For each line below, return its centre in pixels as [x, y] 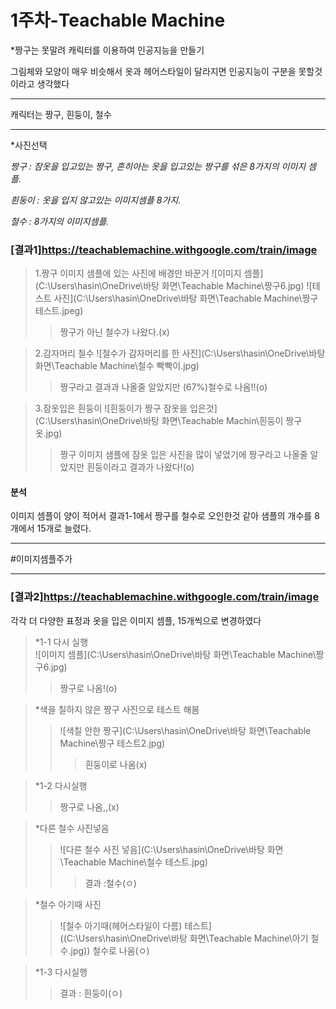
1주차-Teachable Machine [118, 20]
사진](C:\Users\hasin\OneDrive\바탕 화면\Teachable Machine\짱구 [186, 298]
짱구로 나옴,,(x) [89, 807]
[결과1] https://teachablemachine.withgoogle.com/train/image [164, 249]
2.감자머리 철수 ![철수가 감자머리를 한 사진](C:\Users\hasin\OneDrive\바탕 [180, 353]
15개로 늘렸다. [64, 528]
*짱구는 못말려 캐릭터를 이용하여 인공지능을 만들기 [107, 50]
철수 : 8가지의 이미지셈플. [60, 221]
